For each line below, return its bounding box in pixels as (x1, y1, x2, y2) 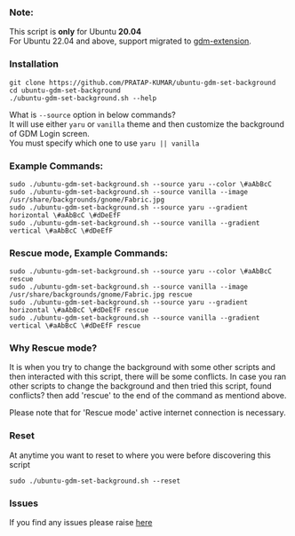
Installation (9, 58, 60, 70)
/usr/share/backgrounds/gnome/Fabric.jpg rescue (9, 290, 193, 299)
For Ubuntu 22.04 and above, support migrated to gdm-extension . (9, 35, 251, 46)
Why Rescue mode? (9, 342, 98, 354)
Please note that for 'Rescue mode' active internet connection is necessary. (9, 407, 286, 418)
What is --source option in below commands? (9, 109, 176, 120)
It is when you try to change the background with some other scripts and (9, 362, 275, 373)
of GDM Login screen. (9, 128, 91, 138)
